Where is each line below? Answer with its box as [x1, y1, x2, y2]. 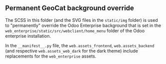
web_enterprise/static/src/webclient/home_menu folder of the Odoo [5, 27, 145, 34]
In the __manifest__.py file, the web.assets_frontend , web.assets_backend [5, 42, 155, 49]
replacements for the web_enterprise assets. [5, 53, 96, 59]
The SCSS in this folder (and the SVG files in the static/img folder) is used [5, 17, 158, 23]
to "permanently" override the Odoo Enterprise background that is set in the [5, 22, 161, 28]
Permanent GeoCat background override [5, 4, 135, 12]
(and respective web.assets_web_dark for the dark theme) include [5, 48, 138, 54]
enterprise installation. [5, 33, 51, 39]
